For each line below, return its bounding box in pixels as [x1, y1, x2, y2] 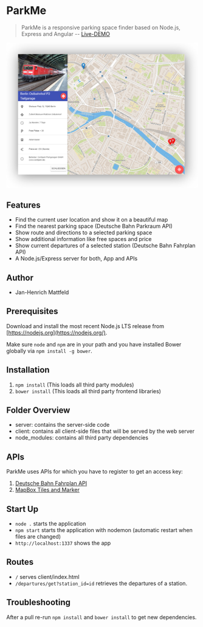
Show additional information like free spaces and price [15, 236, 152, 243]
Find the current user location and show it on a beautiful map [15, 216, 168, 223]
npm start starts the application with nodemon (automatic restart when [15, 527, 193, 534]
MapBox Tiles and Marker [15, 486, 80, 494]
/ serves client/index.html [15, 573, 80, 580]
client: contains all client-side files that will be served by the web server [15, 427, 194, 435]
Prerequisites [6, 306, 58, 317]
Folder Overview [6, 405, 71, 415]
